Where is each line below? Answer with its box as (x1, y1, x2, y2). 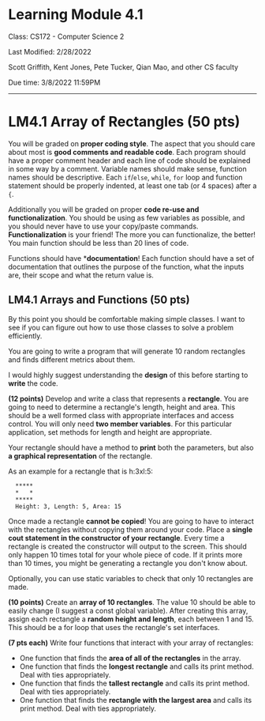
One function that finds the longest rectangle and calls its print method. (19, 662, 254, 671)
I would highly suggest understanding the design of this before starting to (8, 370, 248, 379)
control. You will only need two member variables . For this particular (8, 419, 233, 428)
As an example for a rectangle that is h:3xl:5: (8, 466, 154, 476)
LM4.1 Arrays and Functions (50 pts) (8, 293, 191, 307)
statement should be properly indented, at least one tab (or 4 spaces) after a (8, 180, 257, 191)
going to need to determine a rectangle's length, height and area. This (8, 402, 236, 412)
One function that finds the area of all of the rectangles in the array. (19, 653, 241, 662)
